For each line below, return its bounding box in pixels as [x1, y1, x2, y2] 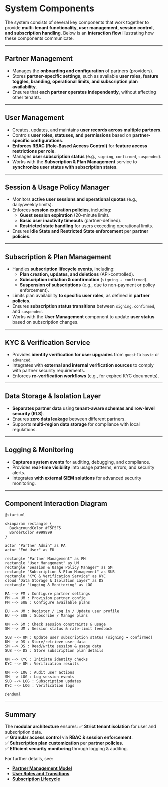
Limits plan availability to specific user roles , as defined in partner [12, 293, 150, 299]
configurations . [30, 137, 64, 143]
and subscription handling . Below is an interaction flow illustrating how [5, 30, 154, 36]
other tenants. [12, 94, 41, 100]
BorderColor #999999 [9, 530, 52, 535]
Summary [5, 710, 36, 719]
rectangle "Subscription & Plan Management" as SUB [5, 569, 115, 575]
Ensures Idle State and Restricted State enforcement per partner [12, 228, 149, 234]
